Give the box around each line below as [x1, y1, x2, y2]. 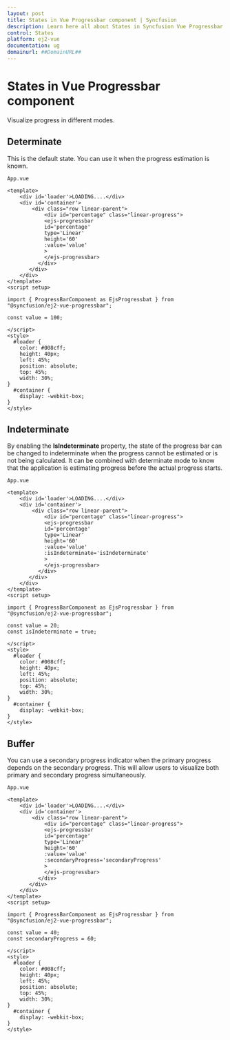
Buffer [7, 737, 35, 750]
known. [7, 162, 28, 170]
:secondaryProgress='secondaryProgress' [43, 857, 162, 864]
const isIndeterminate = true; [7, 628, 97, 636]
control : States [7, 29, 54, 37]
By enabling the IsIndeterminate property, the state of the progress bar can [7, 442, 222, 450]
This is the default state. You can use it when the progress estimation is [7, 154, 210, 162]
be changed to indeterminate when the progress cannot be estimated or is [7, 449, 218, 457]
